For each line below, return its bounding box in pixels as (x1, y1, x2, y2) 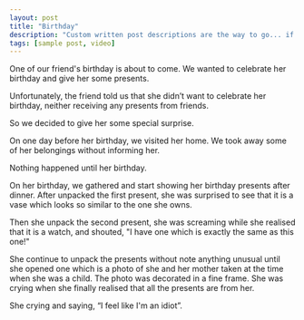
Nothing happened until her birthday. (9, 162, 147, 173)
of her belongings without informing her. (9, 145, 161, 156)
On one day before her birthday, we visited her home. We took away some (9, 135, 288, 146)
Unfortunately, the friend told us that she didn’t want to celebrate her (9, 91, 267, 102)
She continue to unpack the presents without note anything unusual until (9, 254, 281, 265)
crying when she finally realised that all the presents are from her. (9, 283, 255, 294)
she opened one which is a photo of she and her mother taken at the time (9, 264, 284, 275)
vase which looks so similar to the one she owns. (9, 199, 192, 210)
